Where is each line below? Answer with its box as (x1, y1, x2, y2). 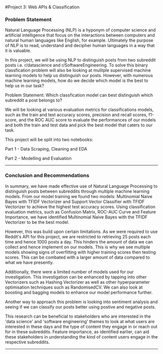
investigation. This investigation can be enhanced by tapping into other (5, 274, 147, 280)
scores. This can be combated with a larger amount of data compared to (5, 254, 150, 260)
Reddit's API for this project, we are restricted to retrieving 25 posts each (5, 233, 151, 239)
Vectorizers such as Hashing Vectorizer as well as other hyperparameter (5, 279, 150, 285)
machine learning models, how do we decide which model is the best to (5, 77, 148, 84)
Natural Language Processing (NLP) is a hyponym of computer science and (5, 27, 156, 33)
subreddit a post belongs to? (5, 97, 62, 103)
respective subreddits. (5, 339, 50, 345)
